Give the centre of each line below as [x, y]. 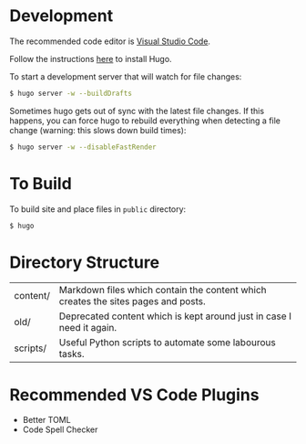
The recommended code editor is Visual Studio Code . [110, 41]
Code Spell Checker [60, 429]
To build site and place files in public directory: [98, 209]
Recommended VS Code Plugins [134, 395]
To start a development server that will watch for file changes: [126, 76]
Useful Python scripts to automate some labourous [167, 343]
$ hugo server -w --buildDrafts [71, 93]
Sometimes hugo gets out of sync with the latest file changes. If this [137, 111]
